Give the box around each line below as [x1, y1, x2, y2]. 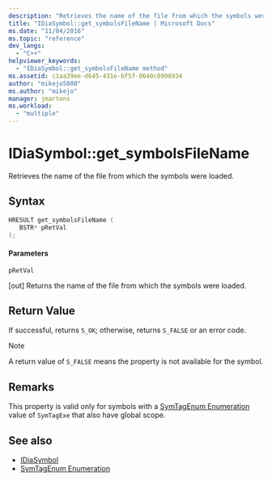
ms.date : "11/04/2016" [8, 27, 85, 35]
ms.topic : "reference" [8, 34, 85, 43]
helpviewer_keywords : [8, 57, 82, 65]
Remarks [8, 380, 55, 394]
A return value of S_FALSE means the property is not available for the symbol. [8, 357, 264, 366]
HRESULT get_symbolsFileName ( [8, 216, 114, 224]
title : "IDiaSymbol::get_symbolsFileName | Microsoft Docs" [8, 19, 216, 27]
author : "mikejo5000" [8, 79, 82, 87]
